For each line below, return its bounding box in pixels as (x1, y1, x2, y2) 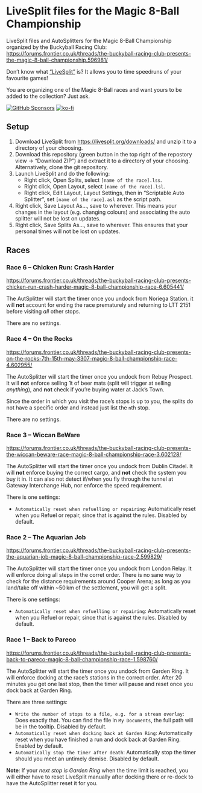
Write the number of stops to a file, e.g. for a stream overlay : (14, 710, 185, 717)
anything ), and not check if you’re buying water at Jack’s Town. (6, 385, 165, 393)
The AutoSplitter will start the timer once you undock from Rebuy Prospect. (6, 373, 193, 380)
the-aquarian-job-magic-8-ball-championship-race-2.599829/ (6, 553, 162, 560)
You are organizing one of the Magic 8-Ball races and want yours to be (6, 86, 182, 93)
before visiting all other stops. (6, 308, 81, 315)
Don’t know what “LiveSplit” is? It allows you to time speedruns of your (6, 68, 182, 75)
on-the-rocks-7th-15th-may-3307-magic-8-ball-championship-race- (6, 355, 178, 362)
